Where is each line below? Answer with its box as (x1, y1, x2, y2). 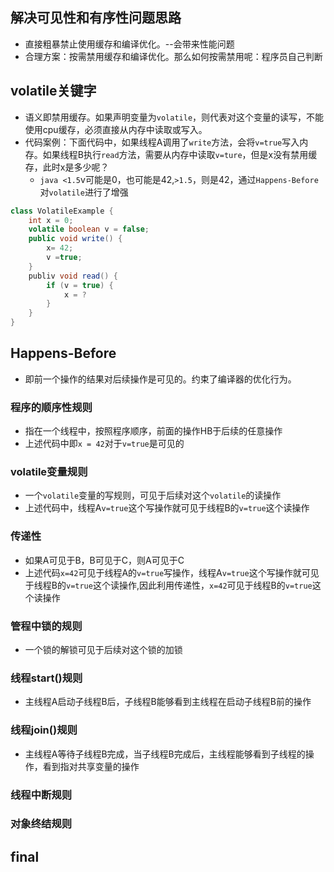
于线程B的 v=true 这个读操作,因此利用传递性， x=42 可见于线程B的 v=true (24, 579, 313, 591)
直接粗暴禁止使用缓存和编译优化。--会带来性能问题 (24, 38, 235, 50)
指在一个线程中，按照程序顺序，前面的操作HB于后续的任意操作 (24, 425, 283, 437)
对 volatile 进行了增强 (39, 186, 129, 198)
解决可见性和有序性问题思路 (10, 9, 182, 27)
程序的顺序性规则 (10, 400, 93, 414)
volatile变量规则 (10, 465, 88, 479)
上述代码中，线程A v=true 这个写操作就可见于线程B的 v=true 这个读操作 (24, 502, 310, 514)
